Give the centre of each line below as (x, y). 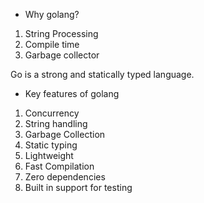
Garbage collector (62, 55)
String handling (56, 123)
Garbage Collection (65, 134)
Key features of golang (72, 93)
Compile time (52, 44)
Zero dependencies (65, 177)
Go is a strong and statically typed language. (102, 74)
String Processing (61, 33)
